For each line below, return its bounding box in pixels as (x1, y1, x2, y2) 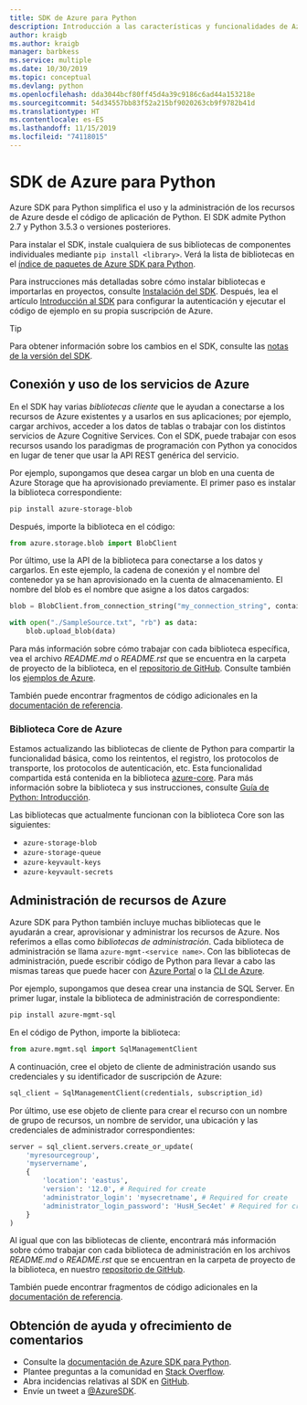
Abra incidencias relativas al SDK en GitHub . (22, 1376, 190, 1387)
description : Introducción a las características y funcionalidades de (9, 22, 288, 31)
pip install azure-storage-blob (9, 504, 132, 513)
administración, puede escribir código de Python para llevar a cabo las (9, 956, 276, 967)
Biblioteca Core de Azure (9, 723, 122, 735)
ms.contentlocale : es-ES (9, 115, 104, 124)
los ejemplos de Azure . (9, 672, 96, 683)
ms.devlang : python (9, 81, 84, 90)
